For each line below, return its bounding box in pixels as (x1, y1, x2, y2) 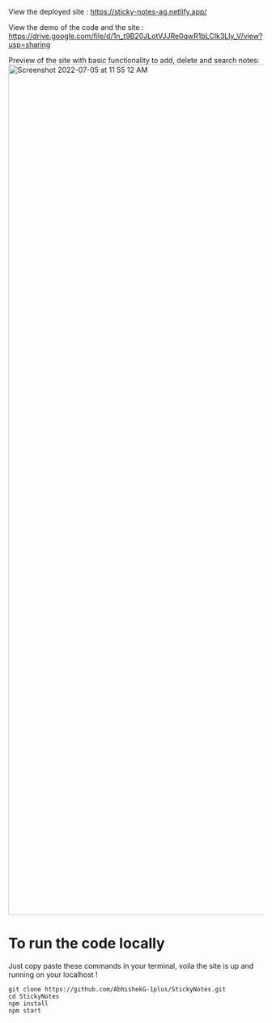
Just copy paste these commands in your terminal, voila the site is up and (8, 961, 254, 970)
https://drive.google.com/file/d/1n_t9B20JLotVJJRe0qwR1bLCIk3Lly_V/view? (8, 32, 263, 40)
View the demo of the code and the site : (8, 23, 144, 32)
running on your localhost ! (8, 970, 99, 979)
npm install (8, 1000, 49, 1008)
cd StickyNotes (8, 992, 60, 1000)
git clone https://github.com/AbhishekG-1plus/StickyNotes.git (8, 985, 227, 993)
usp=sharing (8, 40, 51, 49)
